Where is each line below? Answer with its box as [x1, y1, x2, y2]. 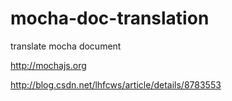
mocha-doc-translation [10, 7, 210, 30]
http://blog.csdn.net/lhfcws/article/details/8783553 [10, 78, 222, 91]
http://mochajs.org [10, 59, 87, 71]
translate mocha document [10, 40, 122, 52]
